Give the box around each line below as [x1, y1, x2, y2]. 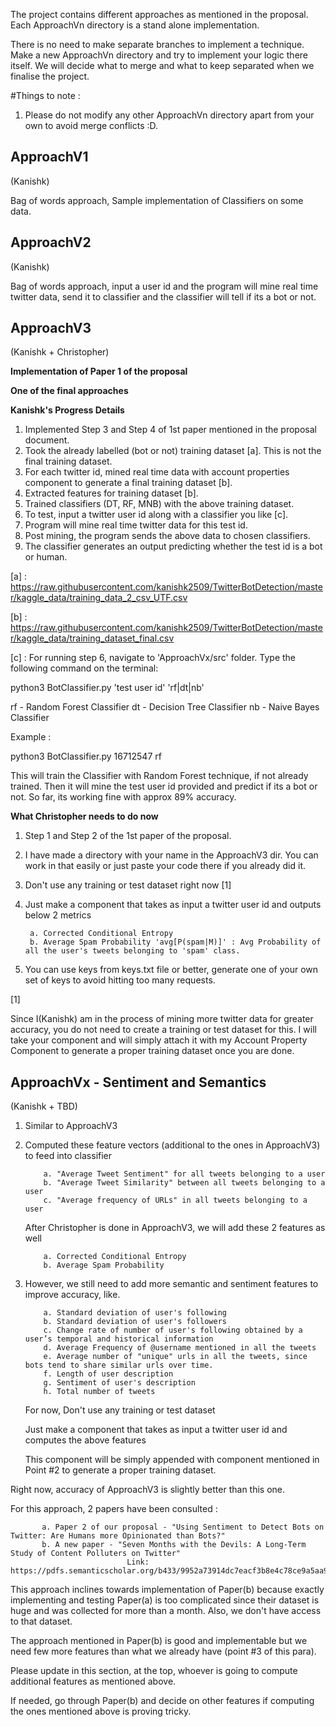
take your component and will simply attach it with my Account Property [10, 1034, 308, 1046]
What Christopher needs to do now [10, 810, 159, 823]
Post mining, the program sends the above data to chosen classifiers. [24, 530, 311, 542]
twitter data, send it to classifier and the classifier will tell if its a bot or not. [10, 290, 317, 303]
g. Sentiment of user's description [43, 1378, 196, 1388]
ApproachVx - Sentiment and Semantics [10, 1074, 267, 1091]
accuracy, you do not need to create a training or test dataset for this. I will [10, 1024, 317, 1036]
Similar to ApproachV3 [24, 1120, 118, 1132]
